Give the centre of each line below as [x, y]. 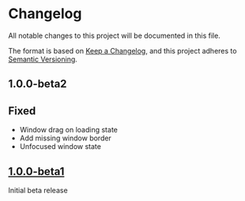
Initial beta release [38, 190]
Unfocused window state [60, 147]
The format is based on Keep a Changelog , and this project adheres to [122, 50]
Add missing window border [66, 138]
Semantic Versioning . [43, 59]
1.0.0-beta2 [38, 84]
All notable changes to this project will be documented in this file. [115, 35]
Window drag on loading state [69, 130]
